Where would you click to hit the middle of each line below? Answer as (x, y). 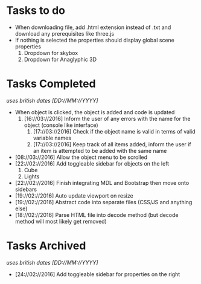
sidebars (26, 189)
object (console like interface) (61, 125)
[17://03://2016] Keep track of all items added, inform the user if (112, 144)
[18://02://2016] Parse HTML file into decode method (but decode (97, 215)
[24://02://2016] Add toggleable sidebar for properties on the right (97, 274)
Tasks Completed (51, 84)
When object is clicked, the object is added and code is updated (95, 112)
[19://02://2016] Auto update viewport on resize (74, 195)
